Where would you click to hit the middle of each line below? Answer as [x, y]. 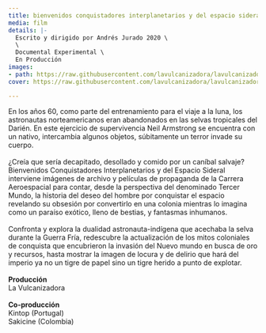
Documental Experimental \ [60, 52]
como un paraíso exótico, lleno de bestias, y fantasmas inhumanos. [118, 212]
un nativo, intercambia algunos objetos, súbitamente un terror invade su [125, 136]
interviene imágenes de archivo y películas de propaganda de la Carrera [126, 178]
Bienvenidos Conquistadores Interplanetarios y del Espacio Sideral [117, 170]
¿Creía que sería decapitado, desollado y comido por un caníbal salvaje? [127, 161]
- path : [21, 74]
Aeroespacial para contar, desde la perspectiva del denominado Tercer [124, 187]
